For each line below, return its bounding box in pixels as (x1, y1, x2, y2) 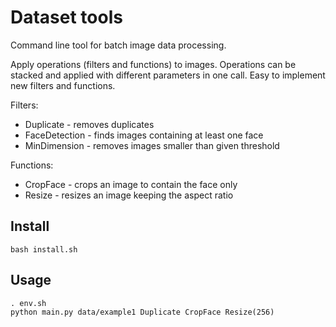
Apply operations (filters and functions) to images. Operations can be (10, 58, 297, 70)
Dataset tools (10, 6, 123, 29)
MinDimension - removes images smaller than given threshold (24, 139, 280, 151)
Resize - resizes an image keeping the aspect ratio (24, 189, 234, 201)
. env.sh (10, 298, 47, 308)
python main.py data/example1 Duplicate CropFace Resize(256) (10, 307, 275, 317)
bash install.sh (10, 244, 78, 255)
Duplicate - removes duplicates (24, 118, 155, 130)
